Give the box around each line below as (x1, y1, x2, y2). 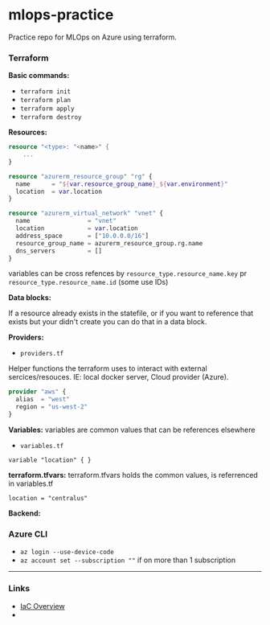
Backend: (8, 508, 41, 518)
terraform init (19, 88, 72, 96)
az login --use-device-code (19, 549, 114, 557)
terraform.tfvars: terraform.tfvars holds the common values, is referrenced (8, 470, 259, 479)
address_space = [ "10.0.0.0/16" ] (15, 232, 149, 240)
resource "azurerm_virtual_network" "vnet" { (8, 209, 163, 218)
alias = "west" (15, 396, 70, 404)
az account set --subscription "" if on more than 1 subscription (19, 555, 235, 565)
